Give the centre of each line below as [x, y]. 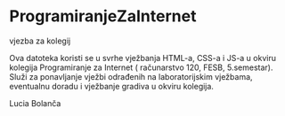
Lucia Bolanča [35, 103]
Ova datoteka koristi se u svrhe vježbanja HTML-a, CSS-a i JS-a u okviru [142, 58]
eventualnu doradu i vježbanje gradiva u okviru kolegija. [111, 86]
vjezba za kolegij [40, 41]
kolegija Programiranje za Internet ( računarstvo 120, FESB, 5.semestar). [141, 67]
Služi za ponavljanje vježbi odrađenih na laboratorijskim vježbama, [131, 76]
